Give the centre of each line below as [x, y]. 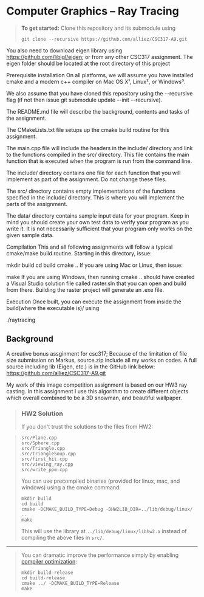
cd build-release [43, 578]
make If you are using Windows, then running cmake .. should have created [100, 277]
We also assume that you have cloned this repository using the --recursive [100, 93]
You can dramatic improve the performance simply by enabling [100, 555]
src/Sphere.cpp [40, 443]
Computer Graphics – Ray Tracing [93, 11]
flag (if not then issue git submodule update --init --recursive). [84, 100]
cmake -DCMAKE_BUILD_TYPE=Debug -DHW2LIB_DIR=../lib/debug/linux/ [107, 509]
